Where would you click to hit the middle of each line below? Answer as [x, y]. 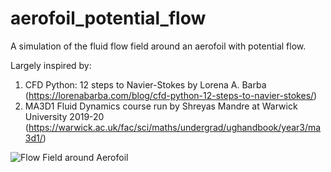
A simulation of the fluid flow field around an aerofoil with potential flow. [158, 46]
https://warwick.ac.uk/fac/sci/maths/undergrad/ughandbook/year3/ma [175, 127]
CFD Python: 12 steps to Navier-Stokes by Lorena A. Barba [145, 84]
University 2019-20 [64, 116]
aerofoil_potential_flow [108, 18]
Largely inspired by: [51, 65]
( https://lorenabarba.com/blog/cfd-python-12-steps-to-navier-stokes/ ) [171, 95]
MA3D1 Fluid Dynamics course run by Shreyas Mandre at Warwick [161, 106]
